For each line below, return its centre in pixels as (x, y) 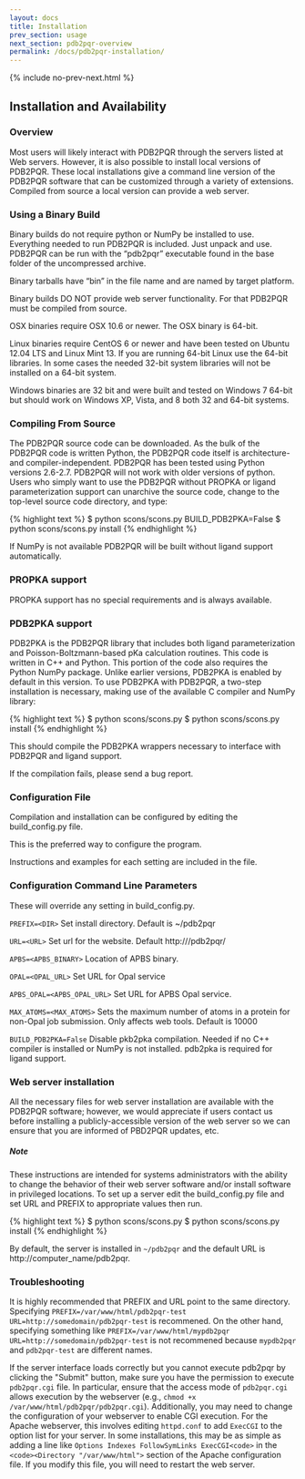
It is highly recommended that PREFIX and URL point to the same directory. (150, 1302)
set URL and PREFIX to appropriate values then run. (106, 1203)
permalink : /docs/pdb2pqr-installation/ (87, 52)
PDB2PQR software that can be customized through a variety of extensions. (152, 181)
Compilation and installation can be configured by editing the (124, 817)
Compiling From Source (63, 424)
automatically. (36, 556)
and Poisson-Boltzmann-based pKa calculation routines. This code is (139, 653)
